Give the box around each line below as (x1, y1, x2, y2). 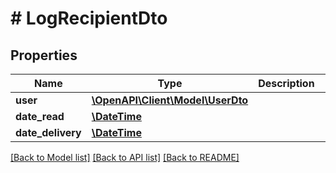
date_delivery (15, 126, 82, 139)
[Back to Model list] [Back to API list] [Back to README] (10, 152, 240, 163)
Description (258, 77, 315, 90)
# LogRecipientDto (10, 7, 168, 30)
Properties (10, 47, 78, 64)
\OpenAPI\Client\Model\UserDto (91, 93, 249, 107)
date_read (15, 110, 65, 123)
